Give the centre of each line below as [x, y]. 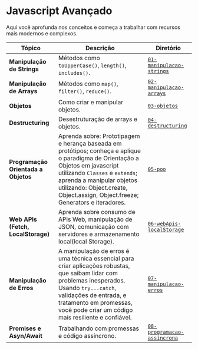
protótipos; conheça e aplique [100, 150]
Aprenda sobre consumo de [97, 212]
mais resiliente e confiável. [95, 317]
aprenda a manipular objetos [98, 180]
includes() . [74, 73]
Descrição [100, 48]
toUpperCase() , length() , [92, 65]
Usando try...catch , [87, 288]
